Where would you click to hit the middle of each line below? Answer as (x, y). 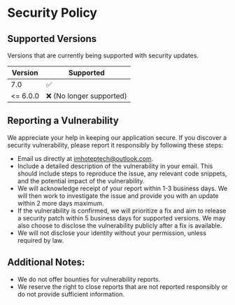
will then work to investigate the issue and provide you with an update (118, 196)
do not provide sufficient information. (71, 294)
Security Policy (52, 13)
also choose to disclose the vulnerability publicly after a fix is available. (120, 225)
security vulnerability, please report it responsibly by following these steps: (115, 145)
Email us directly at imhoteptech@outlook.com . (85, 158)
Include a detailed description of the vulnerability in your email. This (115, 166)
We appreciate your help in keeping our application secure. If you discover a (117, 137)
